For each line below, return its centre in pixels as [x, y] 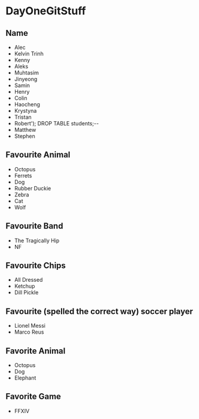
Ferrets [23, 175]
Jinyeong [26, 79]
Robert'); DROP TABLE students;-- [56, 123]
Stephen [25, 136]
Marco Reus [29, 332]
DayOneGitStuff [46, 11]
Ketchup [25, 286]
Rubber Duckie [33, 188]
